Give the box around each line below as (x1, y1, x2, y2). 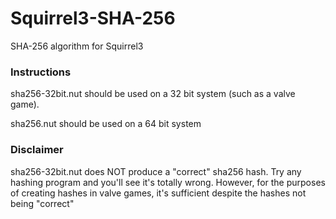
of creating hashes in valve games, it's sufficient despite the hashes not (10, 187, 307, 199)
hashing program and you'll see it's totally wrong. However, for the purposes (10, 176, 326, 188)
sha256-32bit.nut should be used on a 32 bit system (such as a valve (10, 88, 296, 100)
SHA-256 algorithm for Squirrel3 (10, 40, 144, 52)
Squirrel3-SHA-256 (10, 7, 176, 30)
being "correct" (10, 197, 75, 209)
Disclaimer (10, 143, 64, 157)
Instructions (10, 65, 72, 79)
